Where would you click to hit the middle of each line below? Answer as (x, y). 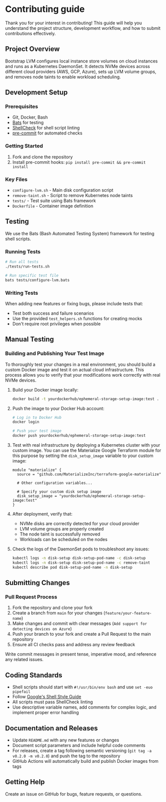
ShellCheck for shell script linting (46, 128)
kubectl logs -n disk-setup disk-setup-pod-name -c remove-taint (81, 563)
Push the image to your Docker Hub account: (58, 408)
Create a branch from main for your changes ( (59, 613)
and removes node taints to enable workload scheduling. (63, 77)
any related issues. (24, 660)
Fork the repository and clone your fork (52, 608)
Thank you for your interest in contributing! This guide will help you (74, 23)
